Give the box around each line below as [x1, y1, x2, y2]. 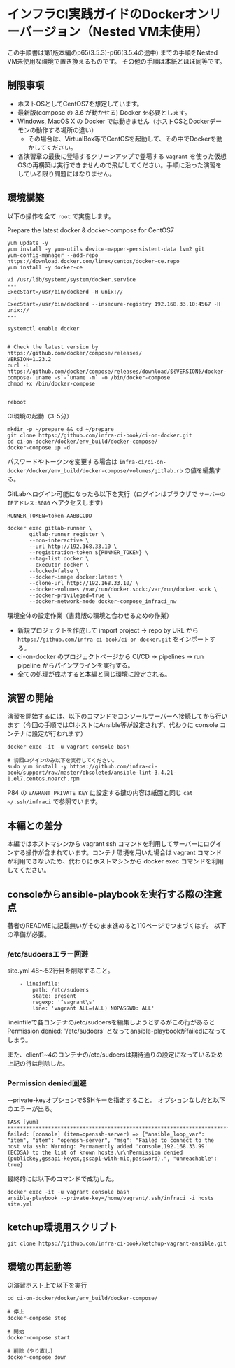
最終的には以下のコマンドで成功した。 [7, 1174, 117, 1183]
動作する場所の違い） [36, 125, 98, 134]
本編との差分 [7, 819, 63, 831]
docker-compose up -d [7, 444, 71, 451]
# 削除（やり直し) [7, 1348, 54, 1355]
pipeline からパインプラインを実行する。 [17, 661, 134, 669]
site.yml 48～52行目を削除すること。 [7, 966, 114, 975]
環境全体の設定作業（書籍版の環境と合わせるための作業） [7, 611, 173, 619]
